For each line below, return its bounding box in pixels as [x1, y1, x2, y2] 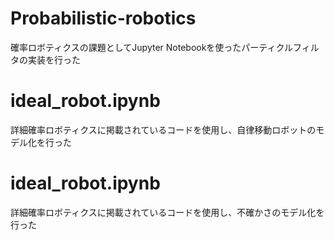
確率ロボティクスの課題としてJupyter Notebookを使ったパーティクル [10, 41, 294, 53]
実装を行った [27, 53, 81, 66]
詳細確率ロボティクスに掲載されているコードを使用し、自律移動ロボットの [10, 123, 317, 136]
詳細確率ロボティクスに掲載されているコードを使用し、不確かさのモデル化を [10, 206, 325, 218]
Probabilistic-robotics [10, 7, 197, 30]
